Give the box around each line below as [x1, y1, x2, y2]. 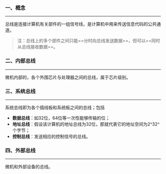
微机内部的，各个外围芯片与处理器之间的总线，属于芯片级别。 [5, 74, 131, 80]
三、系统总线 [5, 88, 36, 95]
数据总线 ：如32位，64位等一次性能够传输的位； [12, 115, 110, 121]
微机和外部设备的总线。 [5, 164, 53, 170]
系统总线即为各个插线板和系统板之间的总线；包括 [5, 104, 105, 110]
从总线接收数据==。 [17, 44, 58, 50]
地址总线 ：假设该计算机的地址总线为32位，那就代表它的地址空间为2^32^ [12, 121, 160, 127]
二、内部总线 [5, 58, 36, 65]
